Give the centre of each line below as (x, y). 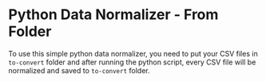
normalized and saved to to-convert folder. (79, 70)
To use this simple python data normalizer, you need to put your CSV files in (133, 53)
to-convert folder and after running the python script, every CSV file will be (132, 62)
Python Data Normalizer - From (113, 15)
